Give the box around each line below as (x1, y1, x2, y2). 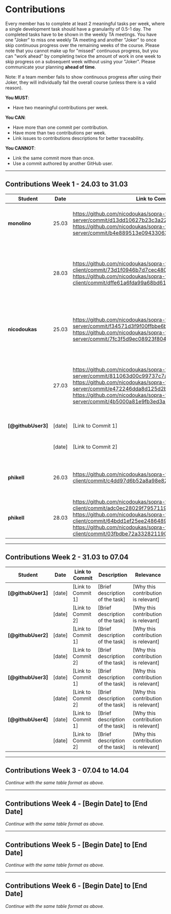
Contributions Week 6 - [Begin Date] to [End (5, 881, 148, 890)
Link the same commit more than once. (12, 155, 95, 161)
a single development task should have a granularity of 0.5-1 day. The (5, 26, 152, 32)
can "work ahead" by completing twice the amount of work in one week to (5, 53, 161, 59)
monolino (8, 220, 32, 227)
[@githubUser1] (8, 589, 48, 596)
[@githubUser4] (8, 716, 48, 723)
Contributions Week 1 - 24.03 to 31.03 (5, 180, 128, 189)
